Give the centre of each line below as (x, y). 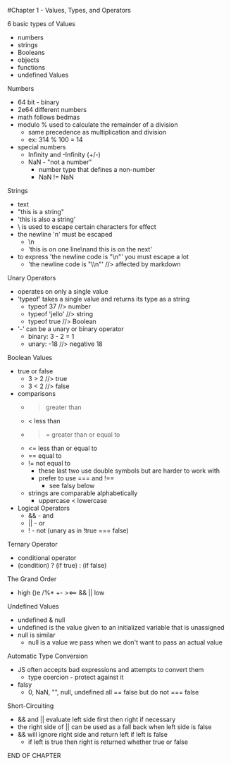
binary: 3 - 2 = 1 (51, 336)
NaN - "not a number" (60, 162)
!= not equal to (49, 463)
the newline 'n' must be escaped (65, 234)
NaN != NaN (56, 177)
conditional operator (47, 558)
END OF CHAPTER (34, 755)
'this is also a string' (46, 219)
